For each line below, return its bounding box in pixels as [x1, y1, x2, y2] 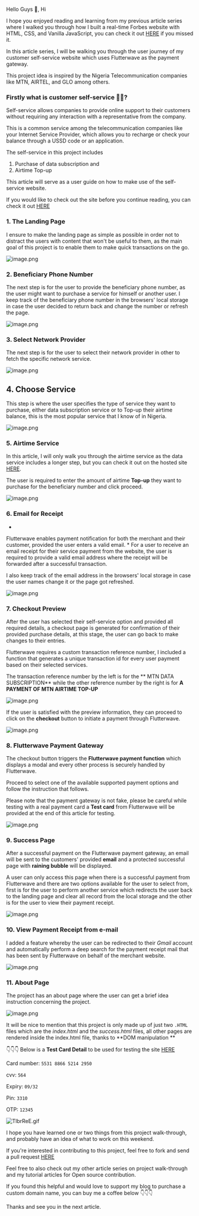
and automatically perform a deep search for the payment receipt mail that [6, 945, 189, 952]
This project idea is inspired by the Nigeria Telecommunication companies [6, 72, 188, 79]
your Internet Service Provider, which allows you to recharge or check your [6, 131, 190, 138]
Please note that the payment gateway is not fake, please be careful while [6, 797, 187, 805]
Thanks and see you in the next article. [6, 1203, 101, 1211]
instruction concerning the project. [6, 998, 91, 1005]
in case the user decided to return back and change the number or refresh [6, 302, 188, 310]
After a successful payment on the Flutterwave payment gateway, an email [6, 850, 189, 857]
